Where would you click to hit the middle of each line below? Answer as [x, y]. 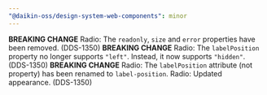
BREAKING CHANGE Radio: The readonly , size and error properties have [132, 39]
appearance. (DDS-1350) [50, 82]
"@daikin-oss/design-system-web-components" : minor [98, 16]
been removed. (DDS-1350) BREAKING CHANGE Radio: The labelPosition [134, 47]
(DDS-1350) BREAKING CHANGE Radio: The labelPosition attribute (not [131, 65]
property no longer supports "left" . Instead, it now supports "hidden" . [127, 56]
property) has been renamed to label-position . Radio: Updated [115, 73]
